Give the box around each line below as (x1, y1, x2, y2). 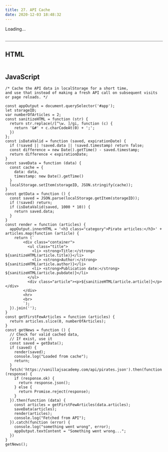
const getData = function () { (5, 191, 70, 196)
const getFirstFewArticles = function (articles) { (5, 314, 115, 319)
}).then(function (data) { (9, 398, 66, 403)
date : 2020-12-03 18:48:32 (5, 12, 61, 17)
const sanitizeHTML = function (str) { (5, 117, 88, 122)
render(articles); (14, 411, 52, 416)
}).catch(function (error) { (9, 420, 70, 425)
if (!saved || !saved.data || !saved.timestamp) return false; (9, 143, 144, 148)
